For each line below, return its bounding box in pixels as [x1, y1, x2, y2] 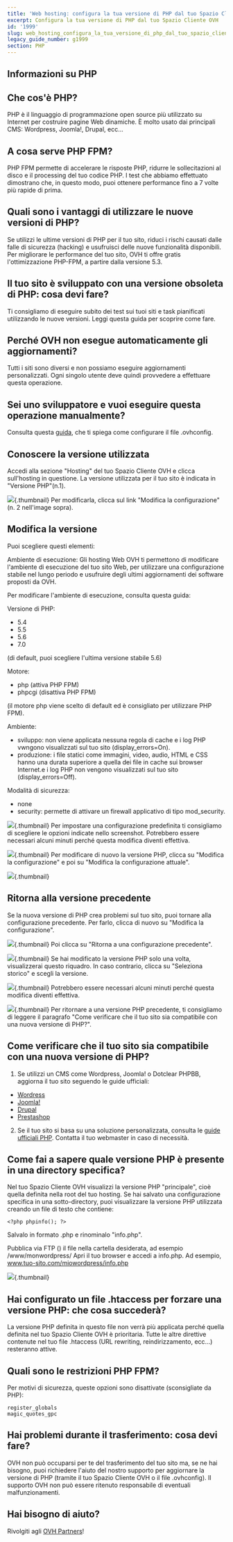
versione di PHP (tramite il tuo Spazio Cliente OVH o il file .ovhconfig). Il [7, 1473, 212, 1481]
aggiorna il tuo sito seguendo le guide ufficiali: [17, 1077, 150, 1085]
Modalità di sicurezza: [7, 786, 71, 794]
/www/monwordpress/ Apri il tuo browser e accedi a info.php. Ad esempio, [7, 1251, 222, 1260]
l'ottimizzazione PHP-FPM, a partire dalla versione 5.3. [7, 257, 163, 266]
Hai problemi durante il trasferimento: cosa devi [7, 1429, 218, 1441]
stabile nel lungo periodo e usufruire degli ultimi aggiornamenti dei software [7, 570, 224, 578]
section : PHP [7, 42, 45, 49]
